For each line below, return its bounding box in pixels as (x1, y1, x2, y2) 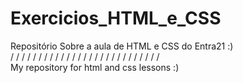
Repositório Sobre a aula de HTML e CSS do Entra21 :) (10, 40, 234, 52)
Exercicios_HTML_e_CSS (10, 7, 222, 30)
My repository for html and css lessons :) (10, 61, 180, 73)
